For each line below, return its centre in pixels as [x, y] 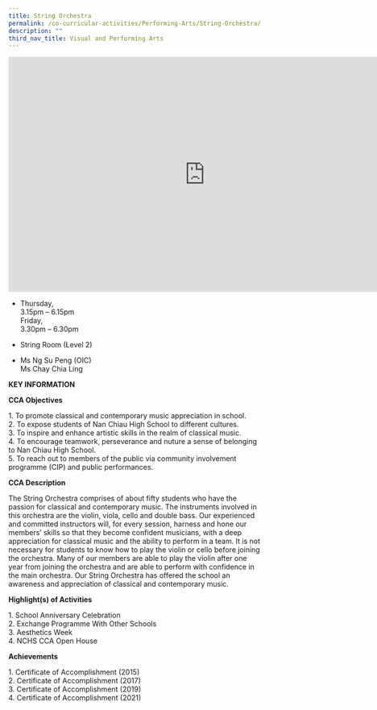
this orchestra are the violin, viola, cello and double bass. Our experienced [132, 516]
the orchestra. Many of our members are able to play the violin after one [128, 558]
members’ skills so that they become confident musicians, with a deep [125, 533]
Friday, [31, 321]
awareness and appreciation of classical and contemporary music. [119, 584]
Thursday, [37, 304]
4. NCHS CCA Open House [53, 641]
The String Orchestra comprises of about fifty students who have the [123, 498]
